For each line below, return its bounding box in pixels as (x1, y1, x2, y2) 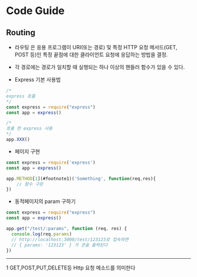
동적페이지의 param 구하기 (14, 198, 76, 205)
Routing (6, 28, 36, 38)
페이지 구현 (14, 148, 40, 155)
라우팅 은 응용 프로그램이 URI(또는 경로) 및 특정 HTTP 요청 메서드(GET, (14, 44, 178, 50)
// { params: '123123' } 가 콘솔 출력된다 (11, 242, 108, 248)
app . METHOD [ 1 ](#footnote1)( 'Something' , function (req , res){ (6, 175, 157, 181)
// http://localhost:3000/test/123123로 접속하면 (11, 237, 129, 242)
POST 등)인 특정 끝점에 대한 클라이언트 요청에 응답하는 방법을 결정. (14, 51, 168, 58)
